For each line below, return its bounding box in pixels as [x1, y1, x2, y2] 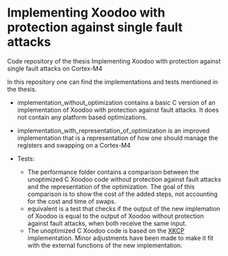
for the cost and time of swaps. [27, 197, 116, 205]
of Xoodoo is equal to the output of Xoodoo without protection [27, 212, 205, 220]
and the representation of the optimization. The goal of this [27, 182, 195, 190]
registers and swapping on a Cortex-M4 [17, 141, 131, 149]
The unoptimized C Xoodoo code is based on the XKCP [27, 226, 185, 235]
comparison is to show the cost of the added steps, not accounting [27, 190, 218, 198]
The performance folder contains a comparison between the [27, 168, 200, 176]
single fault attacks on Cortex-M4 [7, 64, 103, 72]
